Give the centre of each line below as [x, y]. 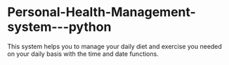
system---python [59, 27]
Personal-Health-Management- [102, 12]
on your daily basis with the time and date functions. [83, 54]
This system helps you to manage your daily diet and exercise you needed [115, 46]
